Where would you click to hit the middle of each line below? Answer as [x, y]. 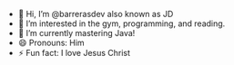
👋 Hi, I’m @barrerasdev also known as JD [96, 14]
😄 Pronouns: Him [51, 42]
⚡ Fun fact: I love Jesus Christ [74, 53]
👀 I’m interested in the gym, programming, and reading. [122, 23]
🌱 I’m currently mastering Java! [76, 33]
